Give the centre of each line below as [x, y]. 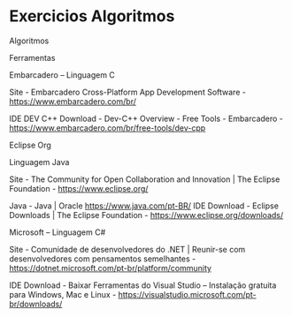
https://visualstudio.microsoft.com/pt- [187, 294]
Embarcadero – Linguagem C [62, 75]
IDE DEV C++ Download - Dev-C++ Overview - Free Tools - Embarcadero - [146, 118]
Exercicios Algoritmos [92, 16]
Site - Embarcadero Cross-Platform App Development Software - [127, 92]
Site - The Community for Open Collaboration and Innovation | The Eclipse [145, 179]
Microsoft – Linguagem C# [58, 232]
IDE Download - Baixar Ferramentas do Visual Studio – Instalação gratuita [143, 285]
